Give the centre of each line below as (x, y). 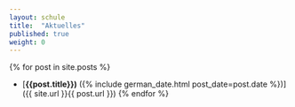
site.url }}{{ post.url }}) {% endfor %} (101, 94)
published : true (39, 34)
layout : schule (37, 17)
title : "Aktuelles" (48, 26)
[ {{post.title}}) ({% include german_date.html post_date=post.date (145, 84)
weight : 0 (28, 42)
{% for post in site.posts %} (60, 67)
